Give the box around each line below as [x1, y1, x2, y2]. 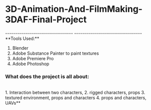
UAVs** [5, 100, 21, 106]
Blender [12, 45, 29, 51]
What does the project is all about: [5, 73, 89, 80]
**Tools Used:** [5, 36, 40, 41]
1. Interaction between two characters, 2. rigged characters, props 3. [5, 90, 146, 96]
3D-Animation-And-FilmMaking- [5, 3, 143, 15]
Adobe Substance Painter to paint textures [12, 50, 99, 56]
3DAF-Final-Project [5, 14, 87, 25]
